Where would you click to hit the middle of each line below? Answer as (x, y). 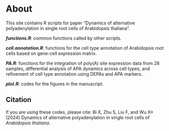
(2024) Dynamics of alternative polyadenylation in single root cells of (78, 117)
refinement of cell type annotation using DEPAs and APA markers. (74, 74)
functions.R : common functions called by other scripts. (64, 38)
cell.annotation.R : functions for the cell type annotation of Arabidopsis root (85, 48)
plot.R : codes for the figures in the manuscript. (55, 84)
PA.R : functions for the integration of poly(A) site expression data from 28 (83, 63)
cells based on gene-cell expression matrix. (51, 53)
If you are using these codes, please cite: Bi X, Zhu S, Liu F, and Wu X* (80, 112)
